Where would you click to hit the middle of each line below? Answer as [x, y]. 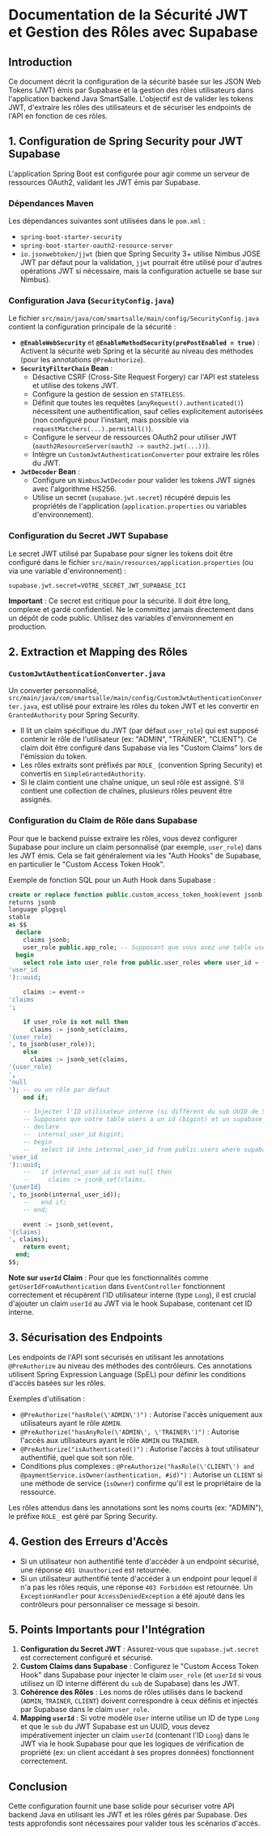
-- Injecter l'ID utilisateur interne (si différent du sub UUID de [141, 1112]
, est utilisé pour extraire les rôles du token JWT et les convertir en [148, 706]
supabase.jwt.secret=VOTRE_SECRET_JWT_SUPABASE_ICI [97, 585]
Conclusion [38, 1786]
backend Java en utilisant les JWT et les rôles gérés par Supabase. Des [128, 1815]
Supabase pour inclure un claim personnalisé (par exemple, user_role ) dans [135, 847]
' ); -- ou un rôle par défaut [59, 1089]
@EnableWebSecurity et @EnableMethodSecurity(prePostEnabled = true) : [140, 343]
